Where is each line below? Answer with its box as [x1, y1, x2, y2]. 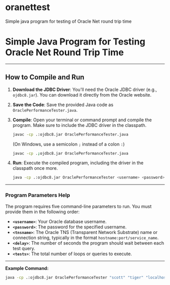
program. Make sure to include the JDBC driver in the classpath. [12, 122, 147, 128]
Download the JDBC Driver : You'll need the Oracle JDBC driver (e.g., [12, 86, 157, 92]
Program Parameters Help [5, 192, 70, 199]
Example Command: [5, 265, 49, 271]
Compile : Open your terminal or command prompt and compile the [12, 117, 152, 123]
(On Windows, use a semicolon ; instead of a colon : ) [12, 141, 125, 147]
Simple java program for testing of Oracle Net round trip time [5, 18, 132, 24]
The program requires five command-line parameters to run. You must [5, 203, 152, 209]
